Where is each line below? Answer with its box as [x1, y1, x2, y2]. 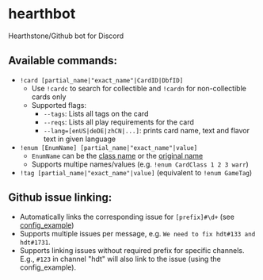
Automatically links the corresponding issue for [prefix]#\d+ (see [19, 212, 235, 221]
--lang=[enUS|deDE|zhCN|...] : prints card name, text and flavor [43, 125, 250, 135]
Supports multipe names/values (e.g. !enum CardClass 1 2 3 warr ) [31, 159, 250, 169]
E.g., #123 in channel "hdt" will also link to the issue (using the [19, 254, 222, 263]
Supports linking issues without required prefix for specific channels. [19, 245, 245, 255]
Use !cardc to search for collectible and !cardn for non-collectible [31, 83, 247, 93]
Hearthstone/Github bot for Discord [8, 31, 124, 40]
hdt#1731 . [19, 237, 51, 247]
